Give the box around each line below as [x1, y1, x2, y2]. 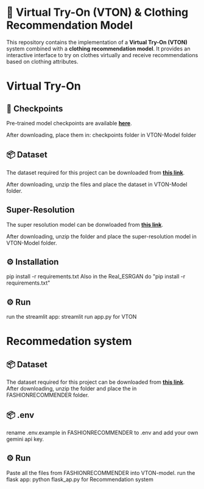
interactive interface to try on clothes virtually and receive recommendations [6, 51, 199, 58]
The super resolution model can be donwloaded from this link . [6, 221, 163, 228]
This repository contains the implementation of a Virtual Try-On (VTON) [6, 38, 188, 46]
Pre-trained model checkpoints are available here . [6, 119, 132, 127]
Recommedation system [6, 335, 132, 349]
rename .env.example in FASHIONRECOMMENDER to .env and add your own [6, 429, 199, 436]
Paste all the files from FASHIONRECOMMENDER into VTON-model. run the [6, 469, 195, 476]
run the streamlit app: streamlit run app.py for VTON [6, 313, 137, 321]
